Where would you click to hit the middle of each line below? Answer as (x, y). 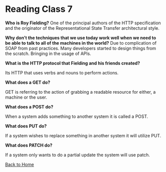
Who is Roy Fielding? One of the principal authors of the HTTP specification (83, 23)
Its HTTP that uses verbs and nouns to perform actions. (62, 72)
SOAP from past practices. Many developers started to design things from (81, 48)
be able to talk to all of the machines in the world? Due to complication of (81, 43)
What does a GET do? (28, 82)
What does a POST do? (29, 107)
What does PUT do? (26, 126)
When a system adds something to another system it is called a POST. (77, 116)
